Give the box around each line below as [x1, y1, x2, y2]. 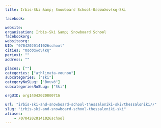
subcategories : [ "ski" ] [5, 75, 54, 80]
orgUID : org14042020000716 [5, 93, 60, 98]
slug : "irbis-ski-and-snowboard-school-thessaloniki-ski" [5, 106, 126, 111]
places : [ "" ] [5, 66, 32, 71]
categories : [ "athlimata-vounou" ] [5, 70, 76, 75]
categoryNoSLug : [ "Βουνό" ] [5, 80, 60, 85]
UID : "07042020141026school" [5, 43, 65, 48]
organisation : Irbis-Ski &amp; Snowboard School [5, 30, 107, 34]
